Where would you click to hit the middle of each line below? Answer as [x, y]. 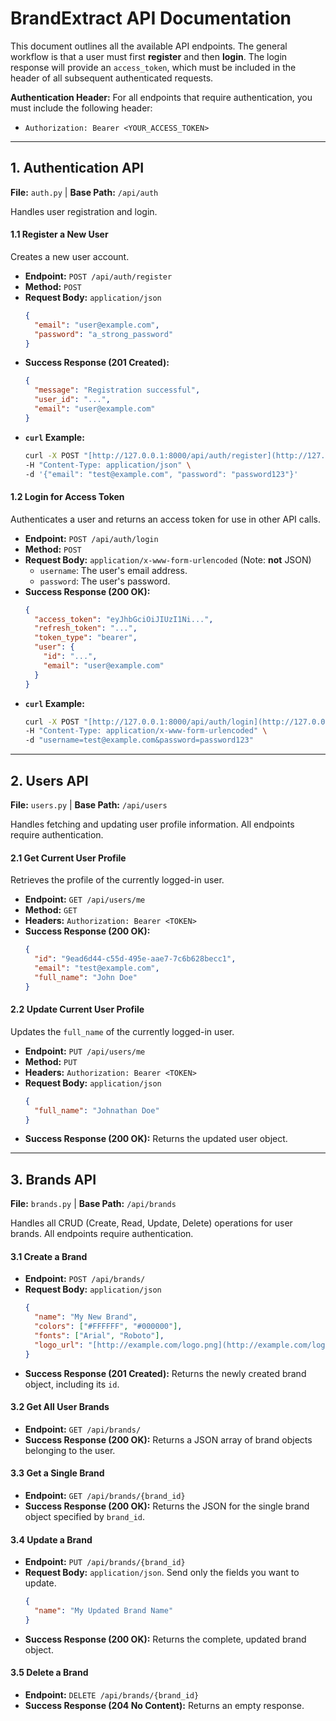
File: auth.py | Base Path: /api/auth [84, 192]
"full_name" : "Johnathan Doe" [97, 1110]
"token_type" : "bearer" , [86, 638]
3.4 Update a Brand [51, 1539]
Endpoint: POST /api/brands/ [85, 1279]
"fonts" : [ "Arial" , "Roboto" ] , [99, 1336]
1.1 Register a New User [59, 234]
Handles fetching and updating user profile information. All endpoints [152, 824]
